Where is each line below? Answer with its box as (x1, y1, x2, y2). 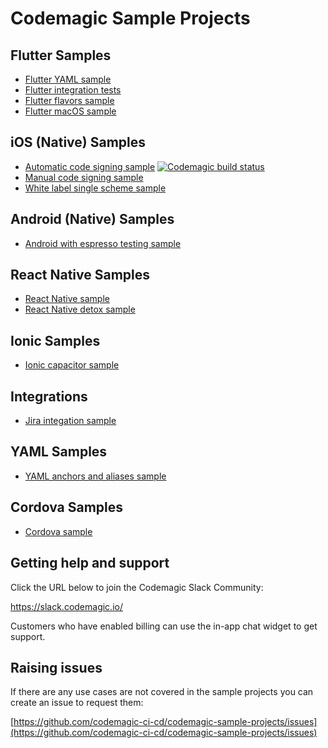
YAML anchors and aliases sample (24, 470, 167, 482)
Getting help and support (10, 555, 170, 572)
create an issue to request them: (10, 697, 144, 709)
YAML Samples (10, 443, 108, 461)
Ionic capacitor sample (24, 359, 120, 371)
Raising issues (10, 659, 103, 676)
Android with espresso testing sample (24, 237, 182, 249)
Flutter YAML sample (24, 73, 112, 85)
